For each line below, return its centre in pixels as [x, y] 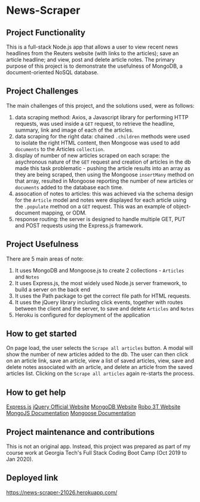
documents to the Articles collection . [60, 149]
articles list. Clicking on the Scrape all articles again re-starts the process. [100, 374]
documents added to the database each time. [69, 187]
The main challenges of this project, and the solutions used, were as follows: [100, 105]
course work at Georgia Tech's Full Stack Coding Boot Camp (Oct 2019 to [96, 453]
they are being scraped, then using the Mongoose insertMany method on [104, 174]
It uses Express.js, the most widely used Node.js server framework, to [101, 283]
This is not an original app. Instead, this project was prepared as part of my [99, 446]
